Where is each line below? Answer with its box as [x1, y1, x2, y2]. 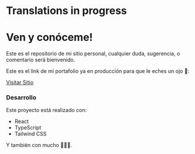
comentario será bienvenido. [6, 57, 75, 64]
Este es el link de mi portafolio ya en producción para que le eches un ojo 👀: [6, 68, 190, 75]
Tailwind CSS [14, 130, 47, 138]
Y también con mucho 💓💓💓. [6, 142, 72, 149]
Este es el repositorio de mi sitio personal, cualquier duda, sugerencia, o [6, 50, 180, 57]
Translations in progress [6, 4, 127, 17]
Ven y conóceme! [6, 31, 93, 44]
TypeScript [14, 124, 42, 131]
